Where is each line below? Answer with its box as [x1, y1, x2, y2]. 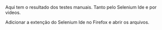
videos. [5, 9, 21, 15]
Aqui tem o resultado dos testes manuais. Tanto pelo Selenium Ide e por [5, 4, 157, 10]
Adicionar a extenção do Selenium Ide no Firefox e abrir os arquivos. [5, 19, 150, 25]
